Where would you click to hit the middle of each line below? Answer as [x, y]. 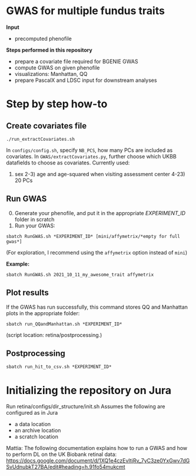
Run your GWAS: [35, 226]
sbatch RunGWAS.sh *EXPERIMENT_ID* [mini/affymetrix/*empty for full [93, 236]
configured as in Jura [32, 413]
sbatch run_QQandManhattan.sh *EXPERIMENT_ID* [64, 324]
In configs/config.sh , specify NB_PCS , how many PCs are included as [89, 150]
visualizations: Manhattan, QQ [51, 74]
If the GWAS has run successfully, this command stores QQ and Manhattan [97, 307]
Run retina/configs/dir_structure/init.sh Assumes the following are [86, 406]
